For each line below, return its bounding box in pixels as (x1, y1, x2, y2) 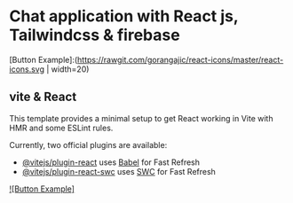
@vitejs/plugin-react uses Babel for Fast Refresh (21, 157, 201, 168)
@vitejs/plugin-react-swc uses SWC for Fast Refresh (21, 166, 216, 176)
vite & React (9, 90, 77, 105)
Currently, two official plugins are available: (9, 139, 168, 150)
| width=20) (46, 64, 90, 74)
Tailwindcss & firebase (9, 25, 180, 45)
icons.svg (9, 64, 45, 74)
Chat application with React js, (9, 6, 239, 27)
